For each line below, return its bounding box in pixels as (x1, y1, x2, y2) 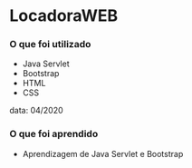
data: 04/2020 (9, 105, 63, 116)
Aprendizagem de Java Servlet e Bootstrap (22, 148, 184, 159)
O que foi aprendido (9, 128, 99, 141)
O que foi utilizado (9, 38, 91, 51)
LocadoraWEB (9, 5, 119, 26)
